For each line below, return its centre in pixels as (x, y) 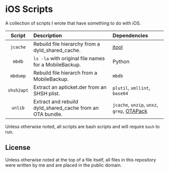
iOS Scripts (29, 9)
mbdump (18, 76)
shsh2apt (18, 90)
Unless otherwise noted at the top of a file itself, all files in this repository (81, 159)
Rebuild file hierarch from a (65, 73)
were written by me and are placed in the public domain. (64, 165)
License (18, 148)
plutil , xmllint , (131, 88)
